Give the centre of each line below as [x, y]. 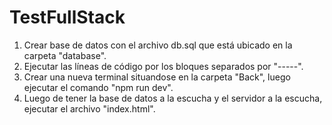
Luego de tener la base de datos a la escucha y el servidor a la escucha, [173, 98]
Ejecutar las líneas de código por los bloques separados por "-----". [163, 66]
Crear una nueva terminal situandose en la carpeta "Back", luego [157, 77]
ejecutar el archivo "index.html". [89, 108]
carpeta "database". [65, 55]
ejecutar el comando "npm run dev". [98, 87]
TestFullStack [67, 17]
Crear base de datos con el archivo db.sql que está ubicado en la [158, 45]
